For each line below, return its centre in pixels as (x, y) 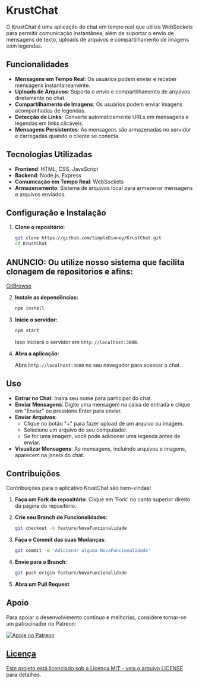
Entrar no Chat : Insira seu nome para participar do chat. (83, 398)
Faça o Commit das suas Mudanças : (60, 540)
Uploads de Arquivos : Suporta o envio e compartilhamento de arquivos (102, 91)
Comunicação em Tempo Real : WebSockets (69, 182)
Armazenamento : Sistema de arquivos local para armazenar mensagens (104, 188)
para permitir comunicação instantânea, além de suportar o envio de (90, 33)
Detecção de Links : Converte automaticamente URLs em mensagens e (102, 117)
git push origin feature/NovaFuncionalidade (71, 573)
